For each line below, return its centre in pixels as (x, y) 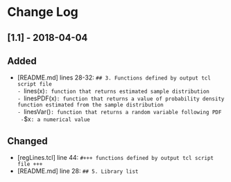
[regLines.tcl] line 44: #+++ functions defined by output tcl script (115, 158)
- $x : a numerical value (55, 119)
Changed (27, 141)
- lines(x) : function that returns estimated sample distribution (113, 91)
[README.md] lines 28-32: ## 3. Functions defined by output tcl (114, 78)
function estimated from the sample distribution (91, 105)
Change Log (43, 12)
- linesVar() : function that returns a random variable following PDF (119, 112)
